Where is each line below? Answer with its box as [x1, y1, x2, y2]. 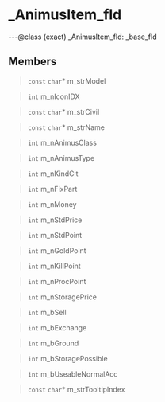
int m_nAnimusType [27, 153, 95, 162]
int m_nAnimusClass [27, 138, 98, 147]
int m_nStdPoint [27, 230, 82, 240]
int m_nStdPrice [27, 215, 82, 224]
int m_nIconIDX [27, 92, 80, 101]
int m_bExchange [27, 322, 87, 332]
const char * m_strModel [27, 76, 106, 85]
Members [8, 55, 57, 68]
